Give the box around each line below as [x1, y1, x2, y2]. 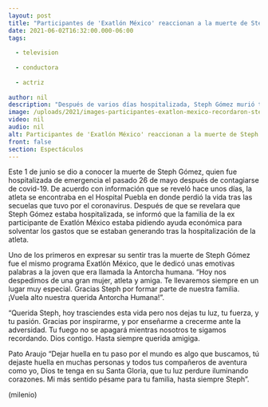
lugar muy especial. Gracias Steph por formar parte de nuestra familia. [8, 284, 240, 294]
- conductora [15, 64, 59, 72]
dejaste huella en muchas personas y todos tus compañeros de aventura [8, 358, 247, 367]
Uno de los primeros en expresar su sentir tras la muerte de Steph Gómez [8, 251, 250, 260]
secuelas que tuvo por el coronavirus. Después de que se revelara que [8, 201, 241, 211]
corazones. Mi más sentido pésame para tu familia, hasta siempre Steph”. [8, 374, 250, 384]
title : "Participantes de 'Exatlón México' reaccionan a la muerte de [8, 19, 248, 27]
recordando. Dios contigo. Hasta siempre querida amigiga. [8, 334, 201, 343]
